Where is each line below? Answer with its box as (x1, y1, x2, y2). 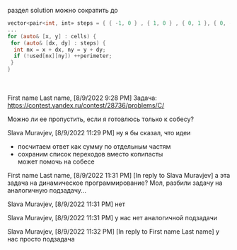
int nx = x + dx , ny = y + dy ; (13, 46, 106, 53)
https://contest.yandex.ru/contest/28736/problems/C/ (7, 101, 165, 109)
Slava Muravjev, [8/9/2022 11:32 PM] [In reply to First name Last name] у (7, 227, 220, 236)
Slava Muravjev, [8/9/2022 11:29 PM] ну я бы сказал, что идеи (7, 129, 191, 137)
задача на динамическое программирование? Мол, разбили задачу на (7, 178, 223, 187)
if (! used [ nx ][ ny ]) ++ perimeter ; (13, 52, 112, 59)
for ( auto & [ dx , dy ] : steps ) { (10, 39, 106, 47)
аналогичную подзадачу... (7, 186, 87, 194)
